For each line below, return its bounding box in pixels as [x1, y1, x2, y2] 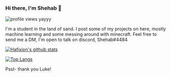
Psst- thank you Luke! [5, 66, 51, 72]
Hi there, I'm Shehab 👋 [5, 5, 62, 12]
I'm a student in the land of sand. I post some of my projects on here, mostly [5, 26, 166, 32]
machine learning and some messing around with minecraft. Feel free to [5, 31, 157, 37]
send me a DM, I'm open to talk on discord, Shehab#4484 [5, 36, 128, 43]
